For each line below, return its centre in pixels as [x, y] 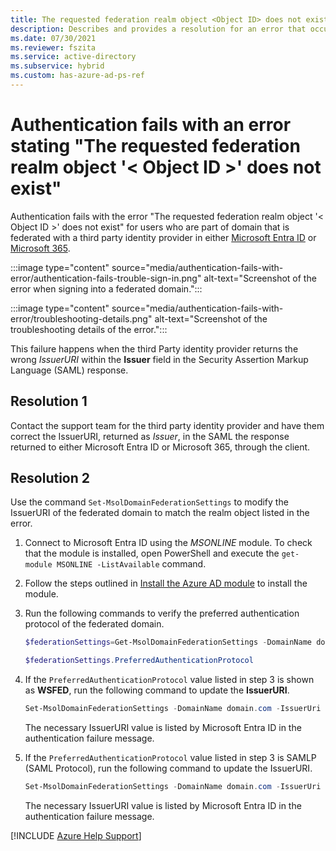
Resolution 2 [50, 478]
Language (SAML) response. [69, 370]
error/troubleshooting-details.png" [81, 318]
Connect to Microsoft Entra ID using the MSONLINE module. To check [168, 543]
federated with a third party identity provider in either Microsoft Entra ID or [163, 237]
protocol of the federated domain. [94, 624]
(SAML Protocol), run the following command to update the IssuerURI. [168, 768]
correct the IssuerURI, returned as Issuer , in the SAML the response [150, 436]
